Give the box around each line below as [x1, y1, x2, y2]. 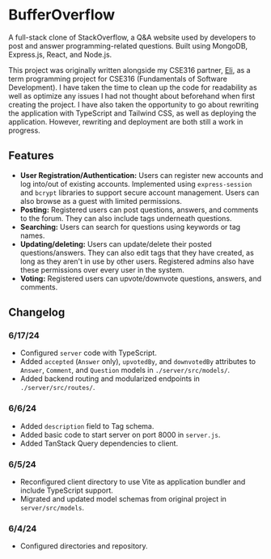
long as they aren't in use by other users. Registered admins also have [19, 256, 255, 266]
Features [8, 149, 54, 163]
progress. [8, 125, 40, 135]
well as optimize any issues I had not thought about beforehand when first [8, 91, 256, 100]
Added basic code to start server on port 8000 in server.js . [19, 430, 221, 439]
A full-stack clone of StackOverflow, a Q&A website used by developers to [8, 32, 256, 42]
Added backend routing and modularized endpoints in [19, 374, 201, 383]
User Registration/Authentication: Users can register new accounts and [19, 170, 264, 180]
